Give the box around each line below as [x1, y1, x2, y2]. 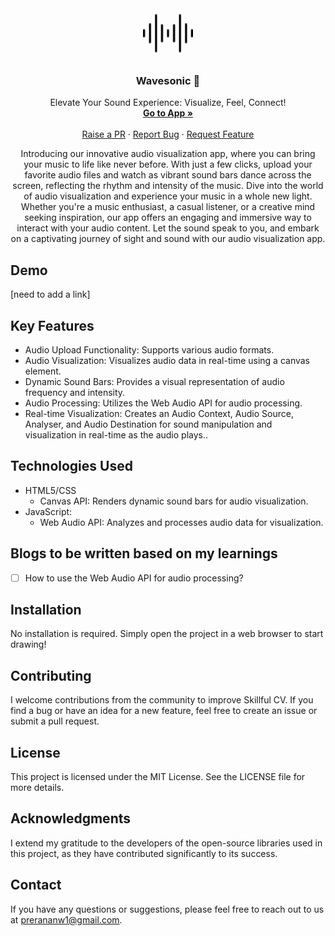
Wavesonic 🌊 [135, 73, 201, 87]
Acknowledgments [10, 810, 132, 827]
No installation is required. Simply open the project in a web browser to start [10, 628, 324, 640]
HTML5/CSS [24, 484, 77, 496]
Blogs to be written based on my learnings [10, 545, 278, 562]
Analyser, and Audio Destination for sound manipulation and [24, 418, 273, 430]
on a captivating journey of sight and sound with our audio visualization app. [10, 233, 326, 245]
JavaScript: [24, 505, 73, 517]
